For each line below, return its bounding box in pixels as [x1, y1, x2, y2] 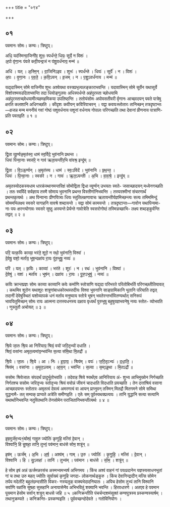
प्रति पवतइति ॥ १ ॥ [5, 112, 37, 118]
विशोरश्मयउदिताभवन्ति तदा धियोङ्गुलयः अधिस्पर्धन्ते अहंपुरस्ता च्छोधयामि [5, 90, 118, 96]
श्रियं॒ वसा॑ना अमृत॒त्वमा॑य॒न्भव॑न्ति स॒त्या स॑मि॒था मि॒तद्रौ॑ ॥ [5, 349, 87, 355]
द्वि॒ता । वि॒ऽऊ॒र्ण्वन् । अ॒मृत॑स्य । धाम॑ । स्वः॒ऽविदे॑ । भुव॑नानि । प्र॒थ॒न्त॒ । [5, 167, 116, 173]
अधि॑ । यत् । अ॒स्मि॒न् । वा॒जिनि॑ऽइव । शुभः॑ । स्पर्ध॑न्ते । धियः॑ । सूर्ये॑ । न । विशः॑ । [5, 68, 137, 74]
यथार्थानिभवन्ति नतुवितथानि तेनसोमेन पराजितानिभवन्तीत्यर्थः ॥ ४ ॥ [5, 397, 109, 403]
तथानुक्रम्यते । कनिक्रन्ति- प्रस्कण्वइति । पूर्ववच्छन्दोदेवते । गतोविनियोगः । [5, 496, 122, 502]
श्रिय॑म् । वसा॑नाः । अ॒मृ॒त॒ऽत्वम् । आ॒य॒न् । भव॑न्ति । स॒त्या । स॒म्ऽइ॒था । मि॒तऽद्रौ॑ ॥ [5, 364, 133, 370]
